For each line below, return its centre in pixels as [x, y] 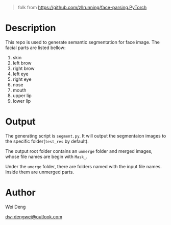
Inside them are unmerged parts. [40, 172]
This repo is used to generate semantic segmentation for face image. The [82, 42]
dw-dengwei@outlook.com [34, 216]
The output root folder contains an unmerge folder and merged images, [79, 151]
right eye [22, 79]
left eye [21, 74]
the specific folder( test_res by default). [47, 141]
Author [20, 193]
